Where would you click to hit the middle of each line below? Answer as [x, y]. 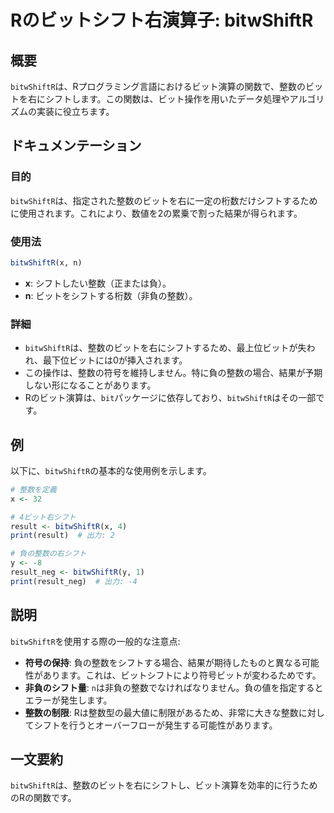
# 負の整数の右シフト [48, 554]
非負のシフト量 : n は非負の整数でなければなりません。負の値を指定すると [174, 687]
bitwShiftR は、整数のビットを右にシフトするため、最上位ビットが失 [165, 348]
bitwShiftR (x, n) [46, 262]
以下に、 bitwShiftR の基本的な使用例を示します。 [111, 470]
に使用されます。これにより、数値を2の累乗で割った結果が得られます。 [156, 213]
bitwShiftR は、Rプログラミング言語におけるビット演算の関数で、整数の [158, 86]
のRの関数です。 [43, 798]
